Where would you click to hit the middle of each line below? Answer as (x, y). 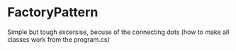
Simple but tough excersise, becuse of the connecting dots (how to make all (118, 32)
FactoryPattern (53, 12)
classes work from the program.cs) (58, 39)
